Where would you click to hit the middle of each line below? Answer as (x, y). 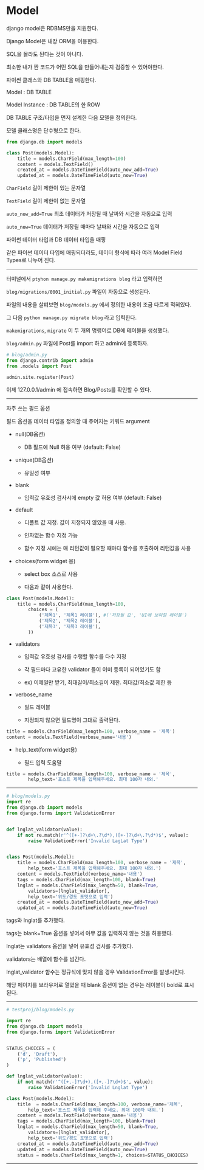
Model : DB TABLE (29, 92)
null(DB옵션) (30, 434)
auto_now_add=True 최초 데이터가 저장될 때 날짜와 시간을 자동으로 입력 (89, 214)
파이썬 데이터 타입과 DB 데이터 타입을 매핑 (56, 240)
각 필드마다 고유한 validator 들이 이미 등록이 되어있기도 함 (92, 669)
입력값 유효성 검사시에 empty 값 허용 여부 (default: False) (93, 497)
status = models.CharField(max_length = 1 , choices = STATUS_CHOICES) (103, 1155)
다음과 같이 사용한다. (49, 587)
